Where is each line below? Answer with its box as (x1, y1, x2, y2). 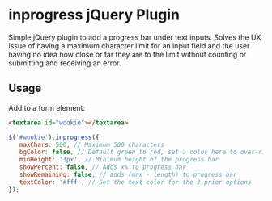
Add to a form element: (8, 103, 86, 112)
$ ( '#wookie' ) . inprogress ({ (8, 133, 100, 141)
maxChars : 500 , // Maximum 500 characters (19, 140, 164, 149)
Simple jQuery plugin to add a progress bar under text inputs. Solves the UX (8, 32, 261, 42)
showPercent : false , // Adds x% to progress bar (19, 163, 186, 171)
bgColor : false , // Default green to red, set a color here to (19, 148, 237, 157)
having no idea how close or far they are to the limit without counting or (8, 49, 247, 59)
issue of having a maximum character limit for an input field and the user (8, 40, 250, 50)
